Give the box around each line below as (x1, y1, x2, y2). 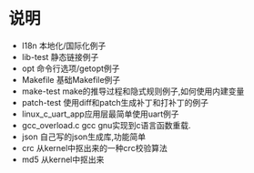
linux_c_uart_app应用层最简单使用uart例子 (21, 108, 179, 119)
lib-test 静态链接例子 (21, 51, 99, 62)
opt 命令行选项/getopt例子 (21, 63, 120, 74)
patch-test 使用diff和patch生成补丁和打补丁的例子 (21, 97, 209, 107)
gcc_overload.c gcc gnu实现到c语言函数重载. (21, 119, 192, 130)
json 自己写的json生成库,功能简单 (21, 131, 147, 142)
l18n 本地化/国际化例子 (21, 40, 107, 51)
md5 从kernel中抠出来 (21, 154, 105, 165)
